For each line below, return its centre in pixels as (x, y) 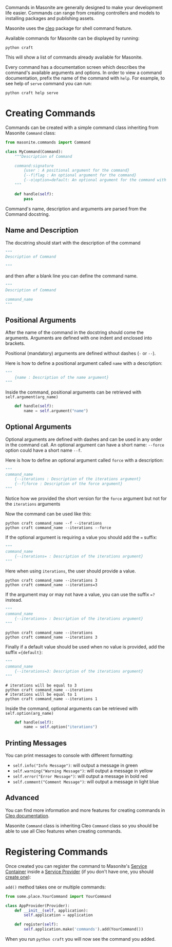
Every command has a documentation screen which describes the (75, 67)
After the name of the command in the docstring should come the (74, 332)
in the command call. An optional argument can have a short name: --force (85, 444)
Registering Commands (57, 852)
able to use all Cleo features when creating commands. (64, 831)
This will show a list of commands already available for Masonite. (74, 57)
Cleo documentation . (27, 815)
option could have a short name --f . (44, 450)
